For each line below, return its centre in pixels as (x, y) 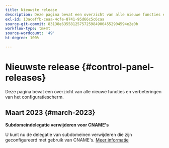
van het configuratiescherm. (34, 97)
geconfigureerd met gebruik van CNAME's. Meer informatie (67, 140)
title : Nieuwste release (31, 10)
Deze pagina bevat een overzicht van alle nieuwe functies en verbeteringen (83, 91)
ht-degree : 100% (22, 38)
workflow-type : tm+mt (28, 29)
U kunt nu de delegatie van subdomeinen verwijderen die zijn (69, 134)
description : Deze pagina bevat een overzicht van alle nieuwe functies (83, 15)
